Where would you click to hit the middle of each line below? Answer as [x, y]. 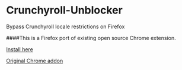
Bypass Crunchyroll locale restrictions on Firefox [66, 26]
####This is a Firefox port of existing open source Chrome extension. [91, 38]
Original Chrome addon [35, 61]
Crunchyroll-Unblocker [64, 10]
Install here [20, 49]
